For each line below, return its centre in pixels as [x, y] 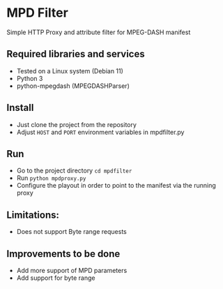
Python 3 [30, 78]
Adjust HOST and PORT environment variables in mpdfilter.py [100, 132]
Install [20, 108]
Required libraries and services [76, 54]
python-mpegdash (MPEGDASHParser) [73, 86]
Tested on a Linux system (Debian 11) [70, 71]
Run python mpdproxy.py [51, 178]
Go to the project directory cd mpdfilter [74, 171]
